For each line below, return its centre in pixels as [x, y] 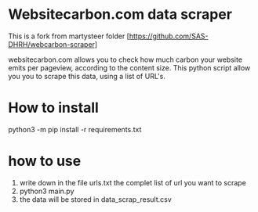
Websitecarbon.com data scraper [120, 14]
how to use [45, 161]
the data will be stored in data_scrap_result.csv [96, 199]
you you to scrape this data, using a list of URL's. [87, 76]
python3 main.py [47, 191]
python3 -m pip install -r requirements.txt [75, 129]
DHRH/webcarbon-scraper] [53, 44]
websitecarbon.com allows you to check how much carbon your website [125, 59]
